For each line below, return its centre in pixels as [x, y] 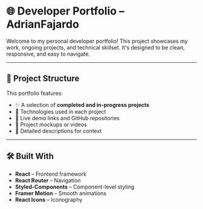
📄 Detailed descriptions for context [58, 130]
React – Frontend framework [50, 174]
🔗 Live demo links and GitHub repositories [67, 118]
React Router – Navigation [48, 180]
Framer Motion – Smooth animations [61, 193]
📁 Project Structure [43, 79]
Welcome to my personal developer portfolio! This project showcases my [97, 41]
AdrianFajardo [43, 24]
